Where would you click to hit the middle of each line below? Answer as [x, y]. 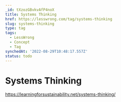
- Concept [20, 42]
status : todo [19, 56]
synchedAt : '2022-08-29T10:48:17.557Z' [47, 51]
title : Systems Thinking [31, 14]
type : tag [15, 28]
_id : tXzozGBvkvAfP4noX [30, 10]
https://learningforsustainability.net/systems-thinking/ [60, 95]
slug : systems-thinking [30, 24]
